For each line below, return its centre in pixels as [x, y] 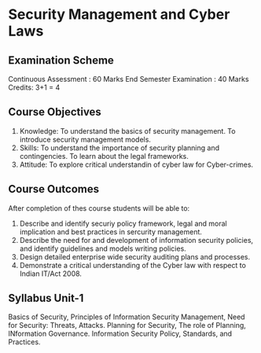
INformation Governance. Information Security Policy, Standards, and [120, 334]
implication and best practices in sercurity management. [111, 232]
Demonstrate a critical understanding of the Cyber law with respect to [132, 265]
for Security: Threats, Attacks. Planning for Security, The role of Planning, [127, 325]
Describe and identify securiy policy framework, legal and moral [123, 223]
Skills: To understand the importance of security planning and [119, 148]
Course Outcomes [54, 189]
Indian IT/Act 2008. [51, 274]
